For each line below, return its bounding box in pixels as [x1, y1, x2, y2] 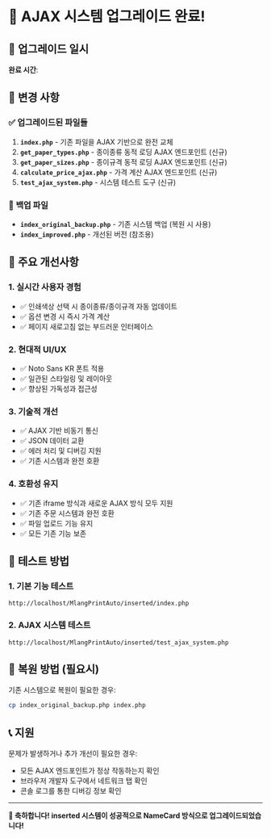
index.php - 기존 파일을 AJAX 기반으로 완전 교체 [19, 136, 173, 146]
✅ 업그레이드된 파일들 [8, 117, 89, 128]
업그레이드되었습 [209, 811, 262, 820]
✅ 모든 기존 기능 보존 [19, 528, 87, 538]
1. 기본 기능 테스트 [8, 580, 74, 592]
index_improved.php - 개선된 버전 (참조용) [19, 229, 155, 239]
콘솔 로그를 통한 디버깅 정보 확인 [19, 786, 122, 796]
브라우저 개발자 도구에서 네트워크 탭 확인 [19, 776, 148, 786]
